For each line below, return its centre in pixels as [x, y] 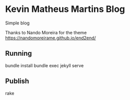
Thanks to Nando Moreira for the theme [46, 32]
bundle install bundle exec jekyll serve [44, 65]
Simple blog [17, 23]
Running [19, 53]
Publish [17, 81]
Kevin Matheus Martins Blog [65, 9]
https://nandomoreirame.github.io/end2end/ [50, 38]
